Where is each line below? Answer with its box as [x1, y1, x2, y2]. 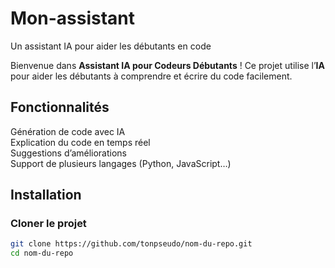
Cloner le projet [10, 217, 87, 231]
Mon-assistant [10, 7, 136, 30]
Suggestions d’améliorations [10, 147, 127, 159]
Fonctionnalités [10, 99, 110, 116]
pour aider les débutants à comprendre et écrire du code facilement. [10, 70, 293, 82]
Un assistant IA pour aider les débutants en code [10, 40, 212, 52]
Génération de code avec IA [10, 125, 126, 137]
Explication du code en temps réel [10, 136, 151, 148]
